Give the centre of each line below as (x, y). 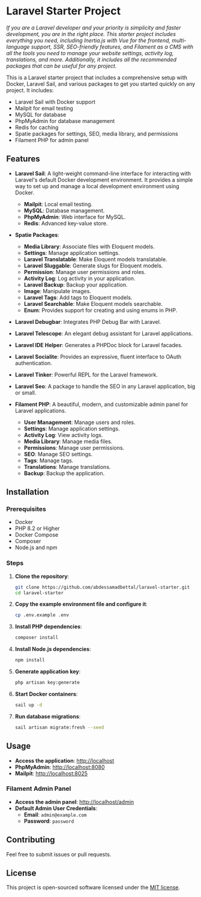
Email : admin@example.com (55, 814)
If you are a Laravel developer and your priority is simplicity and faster (94, 28)
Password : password (49, 821)
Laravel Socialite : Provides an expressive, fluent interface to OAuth (98, 356)
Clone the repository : (42, 576)
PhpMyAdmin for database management (65, 121)
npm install (30, 660)
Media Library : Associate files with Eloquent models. (89, 246)
